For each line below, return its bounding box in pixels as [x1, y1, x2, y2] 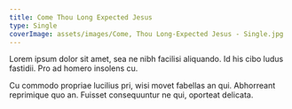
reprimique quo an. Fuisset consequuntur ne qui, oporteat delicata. [9, 90, 254, 100]
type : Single [9, 21, 58, 30]
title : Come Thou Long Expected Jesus [9, 12, 153, 22]
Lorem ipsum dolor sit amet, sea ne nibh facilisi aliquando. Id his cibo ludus [9, 54, 284, 65]
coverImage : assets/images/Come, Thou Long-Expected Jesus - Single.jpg [9, 29, 284, 38]
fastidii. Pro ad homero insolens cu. [9, 63, 138, 74]
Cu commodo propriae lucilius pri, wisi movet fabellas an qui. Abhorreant [9, 81, 276, 91]
